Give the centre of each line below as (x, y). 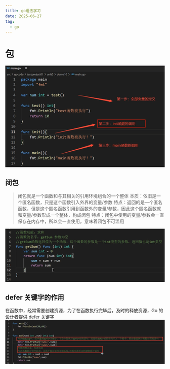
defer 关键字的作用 (35, 297)
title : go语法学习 (23, 11)
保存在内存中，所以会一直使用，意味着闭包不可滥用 (71, 221)
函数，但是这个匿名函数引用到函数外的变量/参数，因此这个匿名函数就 (89, 209)
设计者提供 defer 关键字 (30, 317)
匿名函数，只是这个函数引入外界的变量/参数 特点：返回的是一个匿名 (92, 202)
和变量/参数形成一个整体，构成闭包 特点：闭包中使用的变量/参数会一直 (91, 215)
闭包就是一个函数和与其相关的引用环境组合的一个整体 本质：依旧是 (87, 196)
